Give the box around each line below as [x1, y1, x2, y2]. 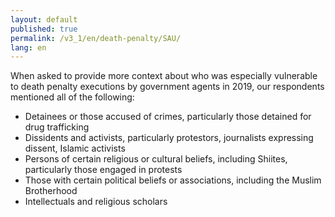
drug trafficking [24, 121, 90, 133]
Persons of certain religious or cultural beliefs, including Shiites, [24, 153, 288, 165]
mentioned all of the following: [10, 91, 135, 103]
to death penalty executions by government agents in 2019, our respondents [10, 81, 325, 93]
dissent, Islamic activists [24, 142, 126, 155]
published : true [10, 24, 78, 34]
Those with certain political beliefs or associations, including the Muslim [24, 174, 322, 186]
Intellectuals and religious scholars [24, 196, 168, 208]
